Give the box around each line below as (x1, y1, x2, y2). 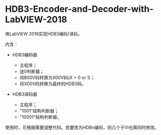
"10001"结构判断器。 (19, 114, 62, 120)
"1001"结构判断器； (19, 107, 59, 114)
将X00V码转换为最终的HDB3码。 (19, 80, 86, 87)
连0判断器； (19, 68, 44, 74)
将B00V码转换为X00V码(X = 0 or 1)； (19, 74, 95, 80)
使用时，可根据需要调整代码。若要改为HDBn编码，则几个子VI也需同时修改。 (5, 124, 159, 130)
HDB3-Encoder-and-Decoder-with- (5, 3, 154, 15)
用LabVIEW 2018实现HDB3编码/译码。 (5, 31, 83, 36)
